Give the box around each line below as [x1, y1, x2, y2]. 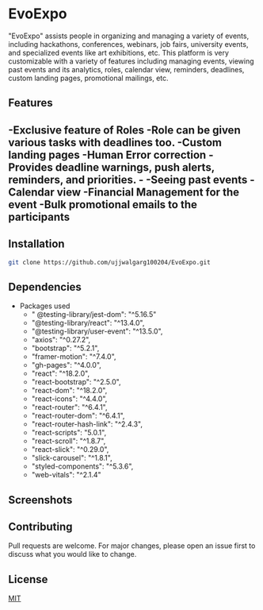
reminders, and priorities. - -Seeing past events [8, 172, 248, 187]
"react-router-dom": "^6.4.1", [31, 411, 125, 421]
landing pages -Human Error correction [8, 148, 207, 161]
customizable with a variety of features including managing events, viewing [8, 56, 255, 66]
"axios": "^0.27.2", [31, 335, 91, 345]
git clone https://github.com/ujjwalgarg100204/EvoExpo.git [8, 258, 212, 266]
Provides [8, 160, 53, 174]
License [8, 573, 48, 586]
